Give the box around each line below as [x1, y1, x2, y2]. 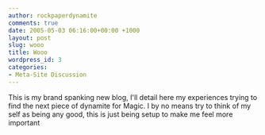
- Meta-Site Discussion [8, 71, 87, 79]
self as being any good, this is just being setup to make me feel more [8, 109, 233, 119]
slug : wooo [8, 41, 44, 49]
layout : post [8, 33, 52, 42]
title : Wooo [8, 48, 48, 56]
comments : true [8, 19, 59, 27]
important [8, 118, 40, 127]
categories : [8, 64, 48, 71]
